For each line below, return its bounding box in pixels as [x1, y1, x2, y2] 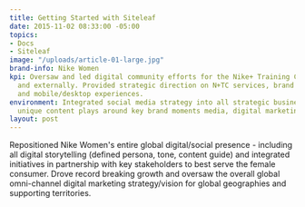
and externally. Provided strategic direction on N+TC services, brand [17, 81, 295, 90]
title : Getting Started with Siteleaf [9, 13, 156, 23]
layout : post [9, 114, 59, 123]
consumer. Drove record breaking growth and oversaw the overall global [9, 169, 280, 180]
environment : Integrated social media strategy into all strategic [9, 97, 271, 107]
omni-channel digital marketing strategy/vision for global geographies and [9, 178, 287, 189]
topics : [9, 30, 39, 39]
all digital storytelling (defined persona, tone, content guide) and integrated [9, 149, 290, 160]
